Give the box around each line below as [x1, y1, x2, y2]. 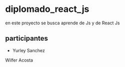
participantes [5, 34, 48, 43]
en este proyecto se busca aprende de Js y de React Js [5, 20, 120, 26]
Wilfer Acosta [5, 57, 33, 63]
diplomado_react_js [5, 3, 89, 15]
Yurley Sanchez [12, 47, 45, 53]
